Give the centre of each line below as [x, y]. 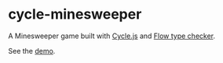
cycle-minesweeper [75, 14]
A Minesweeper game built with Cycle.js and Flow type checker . [112, 36]
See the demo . [32, 51]
